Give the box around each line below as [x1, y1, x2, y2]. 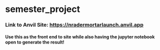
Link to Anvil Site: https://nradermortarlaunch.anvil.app [5, 21, 143, 28]
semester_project [5, 3, 80, 15]
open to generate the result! [5, 39, 64, 45]
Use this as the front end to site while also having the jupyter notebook [5, 33, 155, 39]
